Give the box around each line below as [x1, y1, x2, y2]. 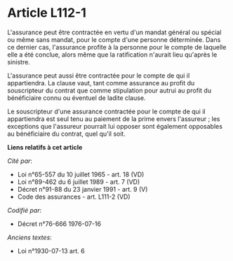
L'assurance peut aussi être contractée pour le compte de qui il [7, 71, 190, 80]
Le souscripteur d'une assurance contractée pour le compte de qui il [7, 107, 206, 115]
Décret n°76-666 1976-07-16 [17, 219, 102, 228]
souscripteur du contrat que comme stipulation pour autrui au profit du [7, 86, 212, 94]
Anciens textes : [7, 233, 53, 241]
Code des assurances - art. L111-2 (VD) [17, 192, 131, 201]
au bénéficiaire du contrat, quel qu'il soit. [7, 129, 126, 138]
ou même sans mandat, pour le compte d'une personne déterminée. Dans [7, 35, 221, 43]
